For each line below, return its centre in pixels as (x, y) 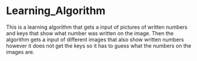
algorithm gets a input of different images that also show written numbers (95, 39)
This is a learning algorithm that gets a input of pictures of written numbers (97, 27)
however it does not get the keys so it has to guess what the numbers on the (99, 46)
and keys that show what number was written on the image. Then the (90, 33)
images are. (20, 52)
